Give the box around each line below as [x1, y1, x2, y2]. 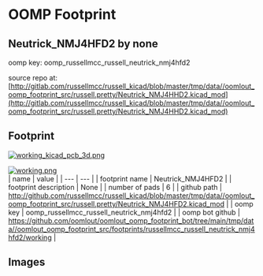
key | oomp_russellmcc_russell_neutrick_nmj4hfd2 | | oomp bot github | [8, 207, 240, 217]
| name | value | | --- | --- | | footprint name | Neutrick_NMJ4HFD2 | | [8, 173, 232, 183]
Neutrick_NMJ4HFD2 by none [8, 37, 159, 50]
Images [8, 255, 46, 269]
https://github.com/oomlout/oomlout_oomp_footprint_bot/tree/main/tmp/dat [8, 215, 254, 226]
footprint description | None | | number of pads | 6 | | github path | [8, 182, 223, 192]
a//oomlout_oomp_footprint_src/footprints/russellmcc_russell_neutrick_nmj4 [8, 224, 256, 233]
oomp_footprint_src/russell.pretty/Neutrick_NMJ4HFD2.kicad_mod [8, 199, 225, 208]
